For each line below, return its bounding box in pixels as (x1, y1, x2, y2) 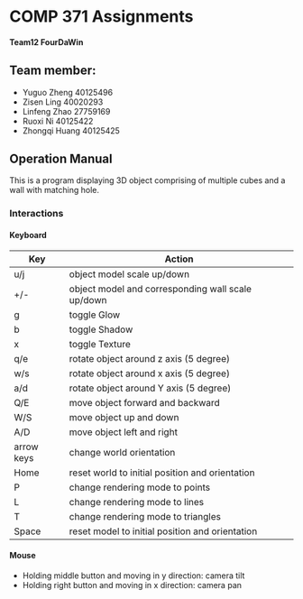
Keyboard (9, 229, 47, 240)
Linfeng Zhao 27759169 (22, 106, 111, 116)
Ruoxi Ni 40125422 (22, 115, 94, 126)
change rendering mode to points (69, 481, 211, 493)
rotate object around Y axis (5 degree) (69, 382, 232, 394)
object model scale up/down (69, 268, 190, 281)
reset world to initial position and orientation (69, 466, 255, 479)
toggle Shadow (69, 323, 133, 336)
